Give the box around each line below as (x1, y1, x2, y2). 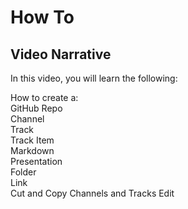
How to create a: (10, 92, 79, 103)
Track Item (10, 134, 55, 146)
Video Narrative (10, 46, 112, 63)
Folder (10, 166, 37, 178)
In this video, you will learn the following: (10, 72, 178, 84)
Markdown (10, 145, 55, 156)
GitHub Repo (10, 102, 63, 114)
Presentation (10, 156, 63, 167)
